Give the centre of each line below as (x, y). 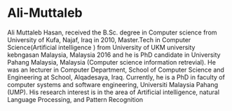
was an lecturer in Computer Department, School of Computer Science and (116, 70)
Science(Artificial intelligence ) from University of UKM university (101, 47)
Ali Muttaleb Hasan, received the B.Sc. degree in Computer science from (112, 32)
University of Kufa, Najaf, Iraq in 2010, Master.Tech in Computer (99, 39)
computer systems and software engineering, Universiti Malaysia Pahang (113, 84)
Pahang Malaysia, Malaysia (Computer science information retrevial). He (111, 62)
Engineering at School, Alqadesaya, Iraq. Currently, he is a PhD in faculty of (116, 77)
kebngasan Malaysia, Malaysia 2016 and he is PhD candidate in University (114, 55)
